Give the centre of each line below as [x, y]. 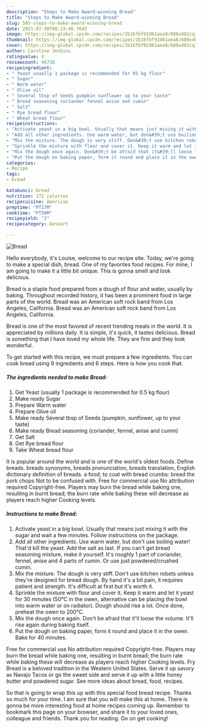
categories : [21, 163]
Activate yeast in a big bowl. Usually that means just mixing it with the [101, 529]
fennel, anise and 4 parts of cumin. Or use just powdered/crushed [96, 561]
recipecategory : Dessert [37, 224]
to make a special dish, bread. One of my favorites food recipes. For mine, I [99, 264]
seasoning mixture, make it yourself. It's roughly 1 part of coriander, [98, 554]
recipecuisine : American [37, 202]
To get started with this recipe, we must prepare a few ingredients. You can [99, 357]
